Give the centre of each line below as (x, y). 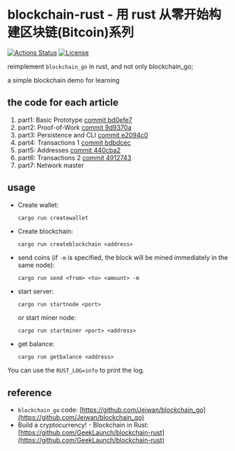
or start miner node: (47, 318)
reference (30, 393)
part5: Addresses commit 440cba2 (69, 150)
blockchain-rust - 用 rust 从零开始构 (114, 15)
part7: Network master (51, 165)
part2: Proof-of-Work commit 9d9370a (74, 127)
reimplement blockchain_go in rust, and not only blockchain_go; (100, 66)
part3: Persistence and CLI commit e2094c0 (83, 135)
